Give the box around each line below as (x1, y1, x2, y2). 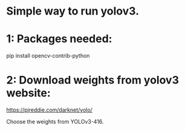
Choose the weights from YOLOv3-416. (6, 118, 104, 126)
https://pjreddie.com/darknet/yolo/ (6, 106, 92, 113)
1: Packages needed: (6, 32, 112, 46)
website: (6, 86, 51, 100)
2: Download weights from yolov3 (6, 73, 180, 87)
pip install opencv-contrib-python (6, 52, 90, 59)
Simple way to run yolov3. (6, 4, 140, 18)
